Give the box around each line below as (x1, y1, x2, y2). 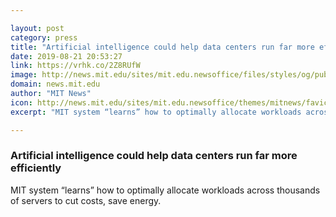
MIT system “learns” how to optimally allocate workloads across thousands (10, 184, 321, 196)
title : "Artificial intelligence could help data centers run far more (10, 42, 315, 52)
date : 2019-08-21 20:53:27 (10, 51, 123, 61)
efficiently (10, 161, 62, 175)
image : (10, 70, 38, 80)
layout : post (10, 23, 65, 33)
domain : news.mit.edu (10, 79, 101, 90)
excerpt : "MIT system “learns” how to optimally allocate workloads (10, 107, 302, 117)
